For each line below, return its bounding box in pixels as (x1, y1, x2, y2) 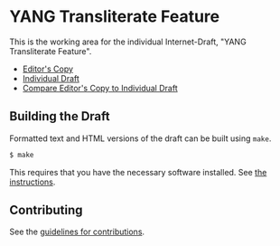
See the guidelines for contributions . (9, 226, 145, 237)
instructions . (9, 176, 56, 187)
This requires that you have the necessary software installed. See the (9, 166, 267, 177)
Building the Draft (9, 109, 110, 124)
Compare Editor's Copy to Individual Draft (22, 82, 178, 93)
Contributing (9, 203, 83, 218)
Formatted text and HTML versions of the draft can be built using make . (9, 133, 272, 144)
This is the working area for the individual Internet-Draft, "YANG (9, 36, 247, 47)
